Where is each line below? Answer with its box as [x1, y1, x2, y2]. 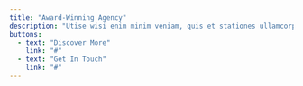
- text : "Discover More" [17, 38, 111, 47]
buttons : [9, 30, 42, 39]
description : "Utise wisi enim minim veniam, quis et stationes [9, 21, 256, 30]
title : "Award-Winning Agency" [9, 13, 127, 22]
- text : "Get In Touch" [17, 55, 106, 64]
